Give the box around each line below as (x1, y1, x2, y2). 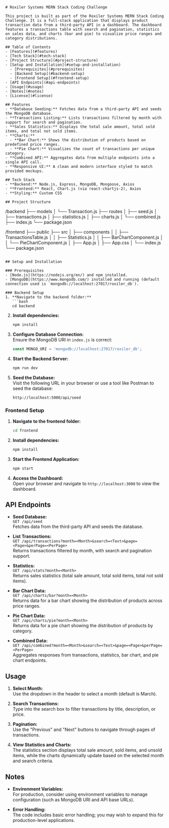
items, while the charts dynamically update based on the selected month (12, 753, 164, 759)
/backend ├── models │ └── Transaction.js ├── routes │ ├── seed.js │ (5, 208, 157, 214)
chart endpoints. (12, 658, 47, 664)
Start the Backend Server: (12, 356, 69, 362)
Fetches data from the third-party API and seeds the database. (12, 524, 144, 530)
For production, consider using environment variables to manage (12, 791, 148, 797)
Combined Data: (12, 638, 48, 644)
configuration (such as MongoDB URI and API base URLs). (12, 797, 135, 803)
